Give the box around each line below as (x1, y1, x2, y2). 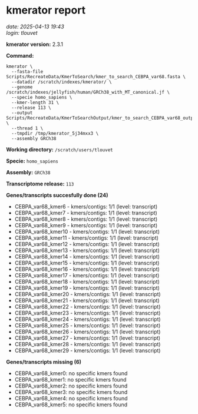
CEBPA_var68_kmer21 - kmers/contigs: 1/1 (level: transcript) (14, 297, 160, 304)
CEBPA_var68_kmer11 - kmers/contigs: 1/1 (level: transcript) (14, 234, 159, 241)
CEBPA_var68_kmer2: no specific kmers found (14, 382, 128, 389)
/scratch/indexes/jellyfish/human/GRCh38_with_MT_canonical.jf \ (6, 89, 170, 95)
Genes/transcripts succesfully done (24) (6, 191, 108, 198)
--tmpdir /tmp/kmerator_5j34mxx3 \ (11, 130, 99, 136)
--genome (11, 84, 33, 90)
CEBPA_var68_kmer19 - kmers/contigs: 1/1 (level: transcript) (14, 284, 160, 292)
